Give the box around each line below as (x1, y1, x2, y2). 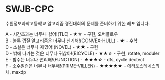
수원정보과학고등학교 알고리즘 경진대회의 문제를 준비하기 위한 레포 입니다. (5, 20, 150, 26)
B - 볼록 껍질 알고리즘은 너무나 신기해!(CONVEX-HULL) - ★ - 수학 (5, 37, 138, 44)
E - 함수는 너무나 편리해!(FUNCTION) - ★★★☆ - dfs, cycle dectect (5, 56, 144, 62)
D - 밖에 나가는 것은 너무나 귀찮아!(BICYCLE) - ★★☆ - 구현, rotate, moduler (5, 50, 160, 56)
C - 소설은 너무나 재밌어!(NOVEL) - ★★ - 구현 (5, 44, 98, 50)
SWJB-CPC (5, 3, 54, 15)
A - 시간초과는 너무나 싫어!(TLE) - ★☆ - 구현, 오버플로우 (5, 31, 118, 37)
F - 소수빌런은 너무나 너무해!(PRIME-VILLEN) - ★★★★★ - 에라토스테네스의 (5, 63, 160, 69)
